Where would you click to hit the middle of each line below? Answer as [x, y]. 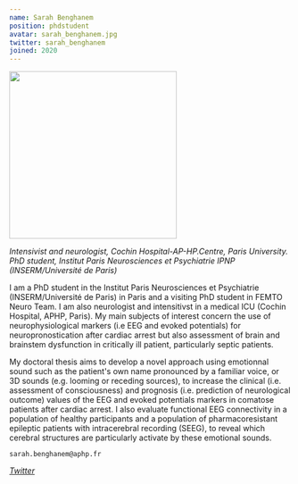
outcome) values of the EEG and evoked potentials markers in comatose [142, 400]
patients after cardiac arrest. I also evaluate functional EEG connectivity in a [148, 409]
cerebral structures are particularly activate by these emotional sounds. [141, 438]
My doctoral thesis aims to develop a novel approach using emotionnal [139, 362]
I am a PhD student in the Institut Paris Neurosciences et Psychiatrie [134, 288]
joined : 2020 [33, 51]
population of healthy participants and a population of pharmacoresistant [144, 419]
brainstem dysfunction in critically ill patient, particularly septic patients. [141, 345]
